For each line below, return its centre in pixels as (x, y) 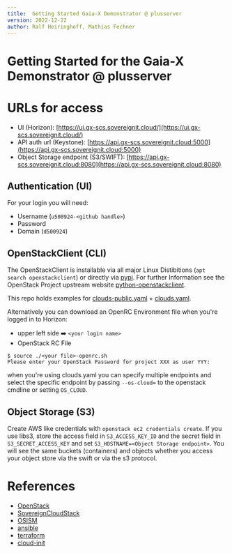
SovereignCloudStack (48, 513)
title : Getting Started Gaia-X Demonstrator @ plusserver (95, 14)
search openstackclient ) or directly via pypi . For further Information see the (116, 278)
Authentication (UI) (50, 186)
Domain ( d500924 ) (42, 232)
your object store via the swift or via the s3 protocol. (82, 458)
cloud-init (31, 543)
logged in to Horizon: (37, 319)
